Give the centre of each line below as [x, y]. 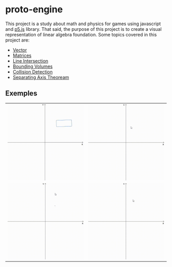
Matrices [22, 55]
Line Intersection [30, 61]
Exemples [21, 93]
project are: [17, 40]
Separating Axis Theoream [41, 77]
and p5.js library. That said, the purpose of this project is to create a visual [84, 29]
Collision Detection [33, 72]
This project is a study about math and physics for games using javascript [83, 24]
